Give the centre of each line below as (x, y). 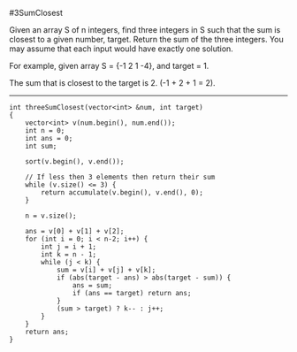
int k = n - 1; (69, 255)
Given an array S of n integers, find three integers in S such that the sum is (145, 30)
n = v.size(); (51, 216)
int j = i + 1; (69, 247)
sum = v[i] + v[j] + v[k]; (106, 270)
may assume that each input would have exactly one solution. (122, 49)
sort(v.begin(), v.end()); (75, 162)
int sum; (41, 146)
